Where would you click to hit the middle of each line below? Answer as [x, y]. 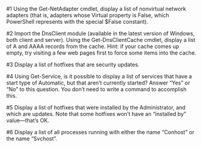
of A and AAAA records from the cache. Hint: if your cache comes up [93, 46]
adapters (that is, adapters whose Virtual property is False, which [88, 15]
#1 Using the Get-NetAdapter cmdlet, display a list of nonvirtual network [96, 9]
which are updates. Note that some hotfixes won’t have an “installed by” [96, 114]
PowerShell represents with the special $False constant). [77, 22]
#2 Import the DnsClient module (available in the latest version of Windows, [101, 33]
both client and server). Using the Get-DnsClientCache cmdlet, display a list [101, 40]
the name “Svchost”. [32, 138]
